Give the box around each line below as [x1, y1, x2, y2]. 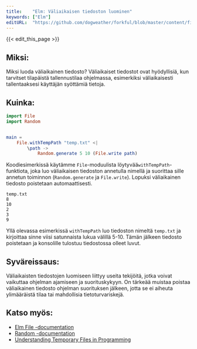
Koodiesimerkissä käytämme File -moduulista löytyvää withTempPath [6, 161, 170, 168]
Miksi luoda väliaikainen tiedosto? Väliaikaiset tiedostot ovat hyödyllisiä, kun [6, 68, 189, 75]
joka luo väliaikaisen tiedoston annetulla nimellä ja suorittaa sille [30, 168, 184, 175]
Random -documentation [14, 330, 75, 337]
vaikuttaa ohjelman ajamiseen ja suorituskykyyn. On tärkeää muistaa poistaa [6, 279, 191, 286]
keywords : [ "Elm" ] [6, 14, 51, 20]
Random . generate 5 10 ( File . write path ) [37, 151, 138, 157]
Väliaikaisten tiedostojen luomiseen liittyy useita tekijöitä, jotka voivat [6, 272, 172, 279]
